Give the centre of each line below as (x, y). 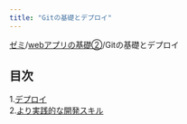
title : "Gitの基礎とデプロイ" (61, 18)
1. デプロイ (28, 100)
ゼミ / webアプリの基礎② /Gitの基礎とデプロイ (94, 44)
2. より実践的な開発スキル (56, 110)
